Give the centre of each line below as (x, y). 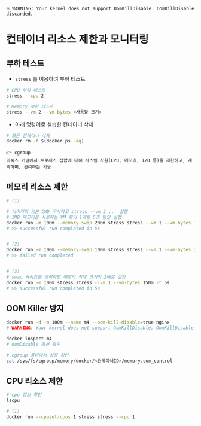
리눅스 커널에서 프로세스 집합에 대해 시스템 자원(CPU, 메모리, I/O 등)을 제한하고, (96, 161)
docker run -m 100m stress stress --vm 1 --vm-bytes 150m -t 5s (88, 282)
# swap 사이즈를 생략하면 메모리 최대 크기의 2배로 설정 (66, 277)
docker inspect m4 (29, 339)
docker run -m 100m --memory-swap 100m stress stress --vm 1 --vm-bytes (99, 250)
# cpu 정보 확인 (24, 395)
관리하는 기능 (37, 167)
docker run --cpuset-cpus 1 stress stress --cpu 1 (71, 417)
